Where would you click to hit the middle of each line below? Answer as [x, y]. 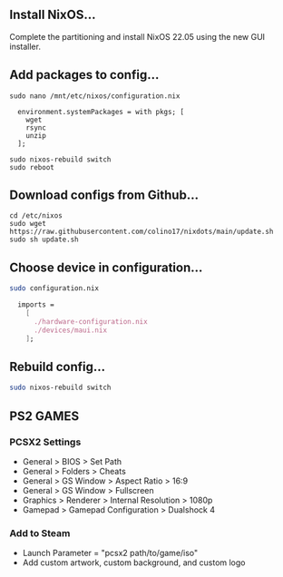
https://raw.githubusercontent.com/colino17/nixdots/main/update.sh [141, 232]
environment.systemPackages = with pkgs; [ [101, 112]
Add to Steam [40, 533]
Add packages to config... [84, 75]
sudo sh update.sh [44, 240]
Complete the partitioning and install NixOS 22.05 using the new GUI [137, 36]
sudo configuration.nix [54, 288]
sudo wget [28, 224]
